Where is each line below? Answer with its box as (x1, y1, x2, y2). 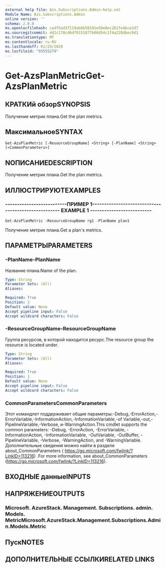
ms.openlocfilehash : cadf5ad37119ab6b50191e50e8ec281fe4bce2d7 (5, 26, 139, 31)
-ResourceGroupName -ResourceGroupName (5, 325, 116, 332)
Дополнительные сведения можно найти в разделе (5, 443, 115, 449)
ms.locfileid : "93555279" (5, 49, 58, 53)
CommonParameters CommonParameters (5, 400, 108, 407)
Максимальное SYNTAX (5, 127, 83, 136)
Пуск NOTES (5, 538, 44, 547)
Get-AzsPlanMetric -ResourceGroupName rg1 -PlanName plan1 (5, 218, 130, 223)
